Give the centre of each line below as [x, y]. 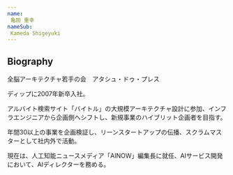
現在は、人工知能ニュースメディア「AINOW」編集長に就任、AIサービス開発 [115, 156]
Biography [30, 61]
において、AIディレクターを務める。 [59, 165]
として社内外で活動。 [50, 141]
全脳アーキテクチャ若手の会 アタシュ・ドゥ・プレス [84, 79]
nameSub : [20, 26]
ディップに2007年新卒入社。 [48, 94]
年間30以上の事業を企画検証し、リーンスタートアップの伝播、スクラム [109, 132]
